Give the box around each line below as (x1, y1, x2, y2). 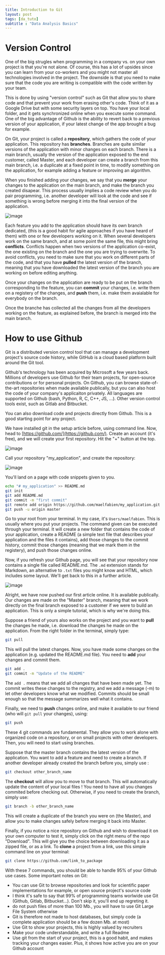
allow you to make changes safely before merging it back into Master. (5, 818, 147, 824)
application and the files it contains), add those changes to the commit (5, 537, 149, 543)
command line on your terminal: (5, 849, 70, 854)
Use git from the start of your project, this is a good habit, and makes (12, 935, 153, 941)
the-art (5, 385, 20, 391)
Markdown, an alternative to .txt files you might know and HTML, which (5, 568, 153, 574)
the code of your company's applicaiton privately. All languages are (5, 390, 143, 396)
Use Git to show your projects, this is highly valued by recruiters (12, 924, 143, 930)
